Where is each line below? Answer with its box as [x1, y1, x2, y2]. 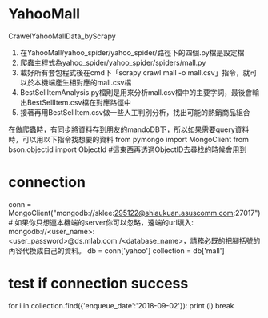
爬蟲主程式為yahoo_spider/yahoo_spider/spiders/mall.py [19, 58, 206, 67]
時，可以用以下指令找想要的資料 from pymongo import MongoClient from [8, 134, 250, 144]
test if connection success [8, 275, 189, 292]
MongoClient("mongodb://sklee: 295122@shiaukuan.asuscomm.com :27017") [8, 208, 261, 217]
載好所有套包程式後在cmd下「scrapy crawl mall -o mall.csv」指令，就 [19, 67, 250, 77]
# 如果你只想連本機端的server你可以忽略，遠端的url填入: [8, 217, 194, 227]
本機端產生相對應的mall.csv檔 [34, 78, 132, 87]
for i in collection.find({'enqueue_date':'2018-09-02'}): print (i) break [8, 300, 234, 310]
